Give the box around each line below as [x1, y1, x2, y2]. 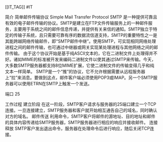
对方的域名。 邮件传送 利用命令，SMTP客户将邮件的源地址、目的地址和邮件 [5, 113, 156, 119]
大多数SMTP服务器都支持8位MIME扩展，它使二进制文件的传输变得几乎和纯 [5, 63, 154, 68]
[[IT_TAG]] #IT [5, 4, 33, 10]
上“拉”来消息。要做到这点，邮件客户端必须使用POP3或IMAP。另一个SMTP [5, 75, 154, 80]
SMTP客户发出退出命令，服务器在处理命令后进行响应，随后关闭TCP [14, 126, 150, 131]
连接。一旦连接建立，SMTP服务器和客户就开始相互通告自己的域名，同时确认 [5, 108, 158, 113]
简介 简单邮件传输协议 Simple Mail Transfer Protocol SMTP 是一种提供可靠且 [5, 14, 158, 20]
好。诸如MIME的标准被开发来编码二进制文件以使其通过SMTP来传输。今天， [5, 57, 156, 62]
